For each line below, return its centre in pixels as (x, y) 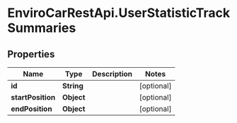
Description (112, 74)
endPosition (31, 109)
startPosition (33, 97)
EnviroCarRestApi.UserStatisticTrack (119, 13)
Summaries (42, 28)
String (73, 86)
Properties (31, 54)
